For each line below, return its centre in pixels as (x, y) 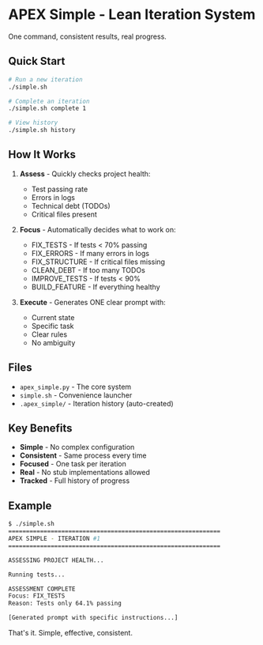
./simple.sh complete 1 (47, 108)
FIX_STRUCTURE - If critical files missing (98, 262)
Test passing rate (60, 189)
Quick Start (37, 61)
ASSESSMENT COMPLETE (42, 589)
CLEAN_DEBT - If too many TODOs (88, 270)
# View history (33, 123)
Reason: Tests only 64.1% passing (65, 604)
